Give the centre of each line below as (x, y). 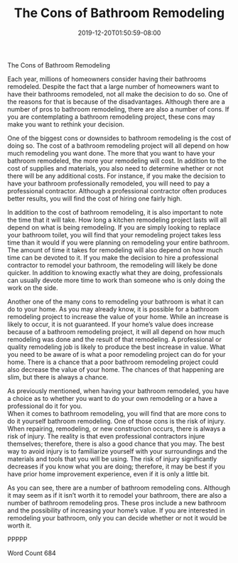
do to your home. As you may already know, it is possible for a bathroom (113, 309)
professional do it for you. (45, 406)
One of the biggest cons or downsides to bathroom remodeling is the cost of (119, 138)
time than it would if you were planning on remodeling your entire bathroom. (119, 242)
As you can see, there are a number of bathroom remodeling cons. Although (119, 488)
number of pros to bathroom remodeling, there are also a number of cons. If (118, 109)
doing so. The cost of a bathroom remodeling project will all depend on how (118, 145)
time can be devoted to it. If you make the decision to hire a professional (113, 257)
